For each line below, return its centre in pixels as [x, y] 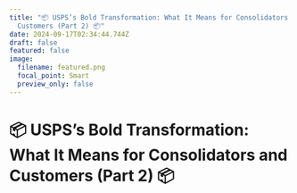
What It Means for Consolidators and [148, 155]
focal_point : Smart [54, 76]
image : [21, 59]
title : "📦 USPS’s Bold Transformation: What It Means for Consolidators [148, 17]
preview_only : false [55, 84]
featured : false [39, 51]
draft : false [33, 42]
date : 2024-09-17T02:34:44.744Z [69, 34]
